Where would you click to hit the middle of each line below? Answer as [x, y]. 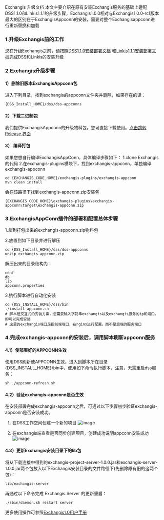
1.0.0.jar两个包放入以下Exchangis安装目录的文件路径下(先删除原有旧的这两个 [82, 468]
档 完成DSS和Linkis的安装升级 [35, 57]
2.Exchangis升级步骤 [30, 71]
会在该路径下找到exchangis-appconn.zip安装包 [52, 192]
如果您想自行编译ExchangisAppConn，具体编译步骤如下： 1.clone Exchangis [82, 157]
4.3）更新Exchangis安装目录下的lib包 [43, 451]
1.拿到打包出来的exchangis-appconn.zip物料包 [52, 230]
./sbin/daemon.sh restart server [39, 502]
